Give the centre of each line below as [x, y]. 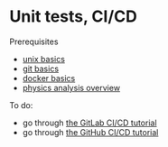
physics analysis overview [71, 87]
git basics [41, 69]
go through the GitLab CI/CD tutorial [89, 123]
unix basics [44, 59]
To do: [21, 105]
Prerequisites [34, 41]
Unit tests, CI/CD [73, 17]
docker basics [49, 78]
